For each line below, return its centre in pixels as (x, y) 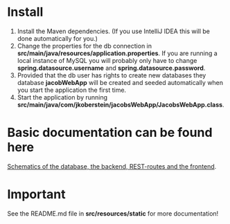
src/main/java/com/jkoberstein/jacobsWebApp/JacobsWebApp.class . (121, 104)
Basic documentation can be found (110, 133)
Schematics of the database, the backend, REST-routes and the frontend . (112, 166)
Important (36, 195)
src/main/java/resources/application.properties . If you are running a (117, 53)
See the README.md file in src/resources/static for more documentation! (113, 213)
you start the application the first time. (72, 90)
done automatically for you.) (57, 38)
